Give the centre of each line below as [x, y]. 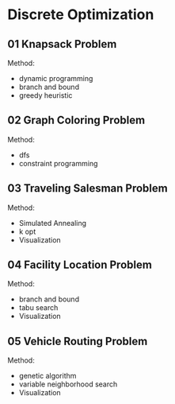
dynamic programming [56, 78]
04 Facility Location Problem [80, 265]
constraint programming [58, 163]
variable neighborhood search [68, 384]
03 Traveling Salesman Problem [87, 188]
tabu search [38, 308]
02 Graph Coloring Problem [76, 120]
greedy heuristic [46, 95]
